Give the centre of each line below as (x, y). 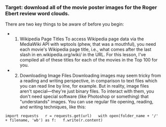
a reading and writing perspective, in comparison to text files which (88, 81)
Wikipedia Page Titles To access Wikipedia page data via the (82, 39)
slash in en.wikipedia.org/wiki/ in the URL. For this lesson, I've (83, 55)
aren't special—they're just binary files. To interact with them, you (87, 91)
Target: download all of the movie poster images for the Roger (81, 7)
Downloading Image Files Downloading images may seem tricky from (90, 76)
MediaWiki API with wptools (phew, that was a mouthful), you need (88, 44)
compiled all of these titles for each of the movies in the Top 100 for (88, 60)
